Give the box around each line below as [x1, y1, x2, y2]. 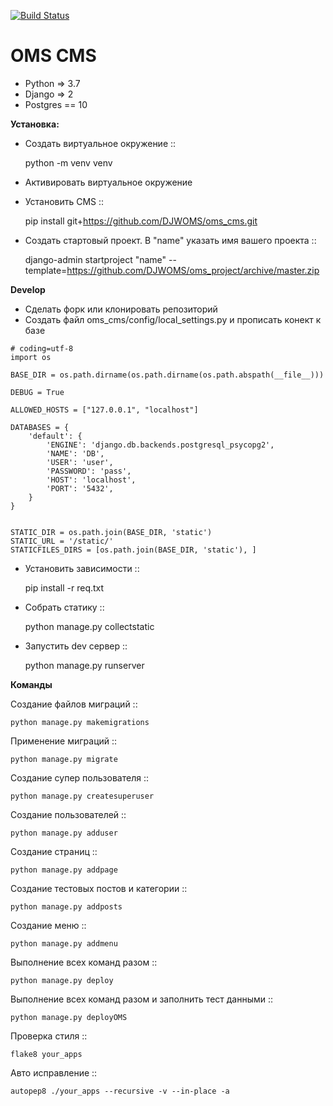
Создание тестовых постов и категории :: [10, 882, 188, 894]
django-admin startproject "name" [24, 253, 167, 265]
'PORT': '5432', [46, 483, 114, 494]
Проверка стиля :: [10, 1030, 88, 1042]
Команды [10, 678, 53, 690]
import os [10, 352, 52, 362]
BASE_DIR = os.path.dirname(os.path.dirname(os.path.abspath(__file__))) [10, 370, 325, 380]
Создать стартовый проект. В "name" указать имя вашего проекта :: [24, 234, 317, 246]
